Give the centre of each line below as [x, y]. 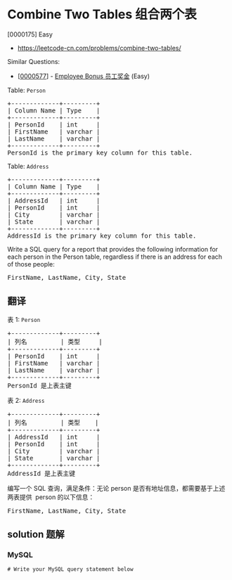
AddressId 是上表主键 [41, 473]
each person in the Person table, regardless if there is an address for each [115, 257]
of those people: [31, 264]
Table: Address [28, 166]
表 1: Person [24, 319]
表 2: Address [26, 400]
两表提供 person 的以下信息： [51, 497]
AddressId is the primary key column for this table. [102, 236]
